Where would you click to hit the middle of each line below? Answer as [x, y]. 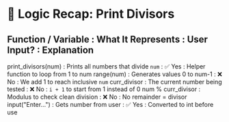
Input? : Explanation [51, 50]
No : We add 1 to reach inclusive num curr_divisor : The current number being [114, 82]
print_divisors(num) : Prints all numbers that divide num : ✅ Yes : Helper [106, 66]
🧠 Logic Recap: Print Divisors [91, 14]
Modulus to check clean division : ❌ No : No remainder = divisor [97, 97]
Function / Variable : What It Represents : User [108, 39]
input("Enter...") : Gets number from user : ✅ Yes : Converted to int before [110, 105]
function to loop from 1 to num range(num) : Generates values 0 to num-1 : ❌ [114, 74]
